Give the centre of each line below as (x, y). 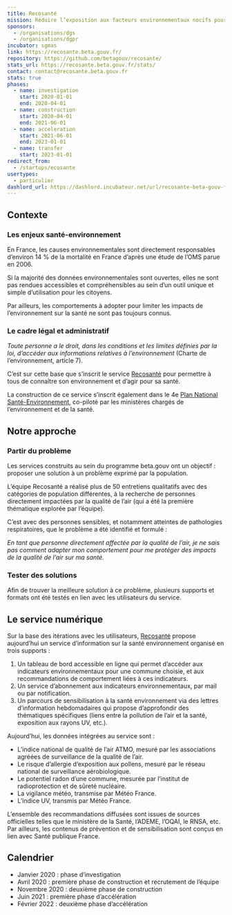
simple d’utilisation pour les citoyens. (60, 292)
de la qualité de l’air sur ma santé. (56, 557)
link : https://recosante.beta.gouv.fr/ (65, 52)
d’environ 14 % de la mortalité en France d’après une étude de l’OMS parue (114, 257)
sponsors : (21, 26)
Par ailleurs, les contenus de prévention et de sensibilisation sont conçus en (115, 829)
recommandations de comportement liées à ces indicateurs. (103, 679)
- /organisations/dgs (45, 33)
